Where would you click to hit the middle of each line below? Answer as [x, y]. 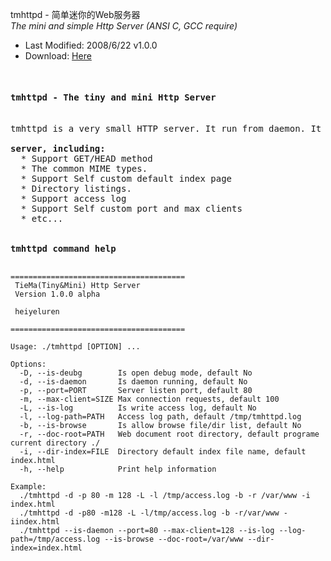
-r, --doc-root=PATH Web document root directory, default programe [169, 434]
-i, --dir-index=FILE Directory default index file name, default [163, 452]
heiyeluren [37, 312]
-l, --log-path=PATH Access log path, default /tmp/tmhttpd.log [160, 417]
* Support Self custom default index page [126, 179]
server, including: [58, 149]
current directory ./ [55, 443]
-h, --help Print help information [118, 469]
